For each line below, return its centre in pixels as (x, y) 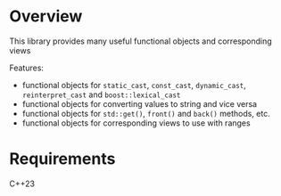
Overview (46, 16)
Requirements (62, 159)
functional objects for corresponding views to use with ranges (136, 123)
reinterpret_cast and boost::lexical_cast (101, 94)
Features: (27, 68)
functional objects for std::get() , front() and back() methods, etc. (146, 113)
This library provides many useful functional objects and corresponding (140, 41)
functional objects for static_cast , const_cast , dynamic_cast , (134, 85)
